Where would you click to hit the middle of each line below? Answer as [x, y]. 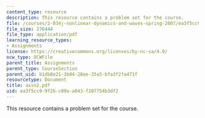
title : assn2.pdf [28, 86]
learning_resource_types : [39, 40]
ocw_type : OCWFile [30, 57]
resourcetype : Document [37, 80]
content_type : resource [37, 12]
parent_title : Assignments [41, 63]
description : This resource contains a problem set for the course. [95, 18]
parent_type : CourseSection [42, 68]
